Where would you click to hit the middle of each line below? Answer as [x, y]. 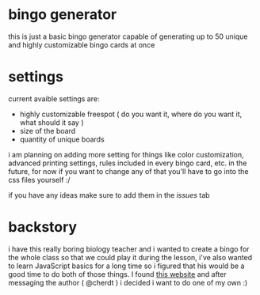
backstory [43, 227]
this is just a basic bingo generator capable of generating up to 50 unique [128, 36]
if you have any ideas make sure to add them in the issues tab [109, 195]
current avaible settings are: [54, 98]
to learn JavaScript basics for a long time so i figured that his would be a [126, 266]
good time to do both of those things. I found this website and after [118, 274]
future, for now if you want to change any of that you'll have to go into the [128, 171]
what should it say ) [52, 122]
